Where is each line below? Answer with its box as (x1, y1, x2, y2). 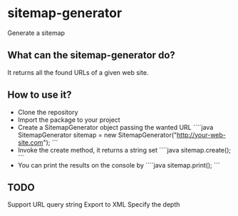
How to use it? (7, 89, 72, 101)
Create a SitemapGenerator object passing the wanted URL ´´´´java (17, 123, 214, 131)
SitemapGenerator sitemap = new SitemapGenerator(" (17, 130, 177, 139)
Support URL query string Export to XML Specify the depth (7, 200, 180, 209)
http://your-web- (177, 130, 227, 139)
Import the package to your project (17, 115, 120, 124)
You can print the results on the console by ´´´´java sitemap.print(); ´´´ (17, 160, 220, 169)
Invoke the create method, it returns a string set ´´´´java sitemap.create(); (17, 145, 232, 154)
